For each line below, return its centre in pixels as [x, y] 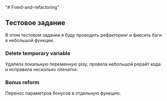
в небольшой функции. [30, 40]
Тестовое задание [35, 23]
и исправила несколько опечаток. [42, 69]
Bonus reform [22, 82]
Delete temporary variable [38, 53]
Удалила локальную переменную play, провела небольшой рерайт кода [83, 64]
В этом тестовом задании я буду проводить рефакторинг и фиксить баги [83, 35]
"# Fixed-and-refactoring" [32, 7]
